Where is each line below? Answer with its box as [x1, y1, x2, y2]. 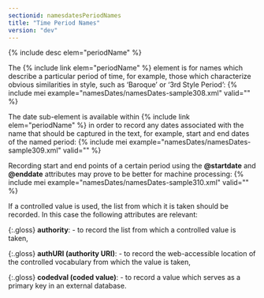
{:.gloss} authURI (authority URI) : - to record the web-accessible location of [8, 249, 256, 258]
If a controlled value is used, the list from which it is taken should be [8, 202, 229, 211]
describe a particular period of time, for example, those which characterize [8, 72, 252, 81]
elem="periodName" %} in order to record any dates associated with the [8, 120, 244, 130]
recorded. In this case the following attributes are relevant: [8, 210, 199, 220]
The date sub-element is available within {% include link [8, 112, 191, 122]
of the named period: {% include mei [8, 138, 128, 147]
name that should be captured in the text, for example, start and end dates [8, 129, 250, 138]
